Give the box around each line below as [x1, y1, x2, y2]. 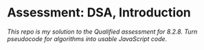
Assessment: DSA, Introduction [7, 5, 191, 21]
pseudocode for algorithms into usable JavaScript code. [7, 34, 168, 42]
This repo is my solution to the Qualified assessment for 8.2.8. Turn [7, 27, 198, 36]
